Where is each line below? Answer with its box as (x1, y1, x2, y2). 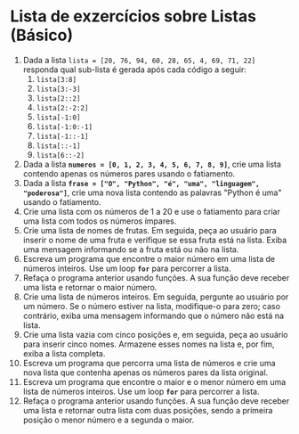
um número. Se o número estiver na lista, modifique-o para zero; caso (22, 300, 281, 311)
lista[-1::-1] (36, 132, 89, 141)
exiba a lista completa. (22, 348, 106, 358)
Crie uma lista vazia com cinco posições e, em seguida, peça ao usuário (22, 329, 288, 340)
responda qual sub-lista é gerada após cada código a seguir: (22, 64, 247, 75)
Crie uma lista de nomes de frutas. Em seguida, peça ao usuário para (22, 225, 277, 235)
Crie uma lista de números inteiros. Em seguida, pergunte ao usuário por (22, 291, 289, 302)
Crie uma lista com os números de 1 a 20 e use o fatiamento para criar (22, 206, 281, 217)
